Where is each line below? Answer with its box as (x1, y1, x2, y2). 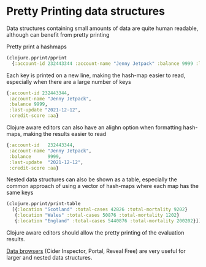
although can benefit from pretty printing (6, 31, 110, 38)
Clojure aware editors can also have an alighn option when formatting (6, 124, 182, 131)
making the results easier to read (23, 130, 107, 138)
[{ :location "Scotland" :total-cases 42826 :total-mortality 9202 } (12, 206, 188, 212)
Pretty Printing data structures (6, 4, 166, 18)
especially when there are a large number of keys (6, 78, 132, 85)
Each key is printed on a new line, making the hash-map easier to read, (6, 72, 186, 79)
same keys (6, 189, 34, 197)
